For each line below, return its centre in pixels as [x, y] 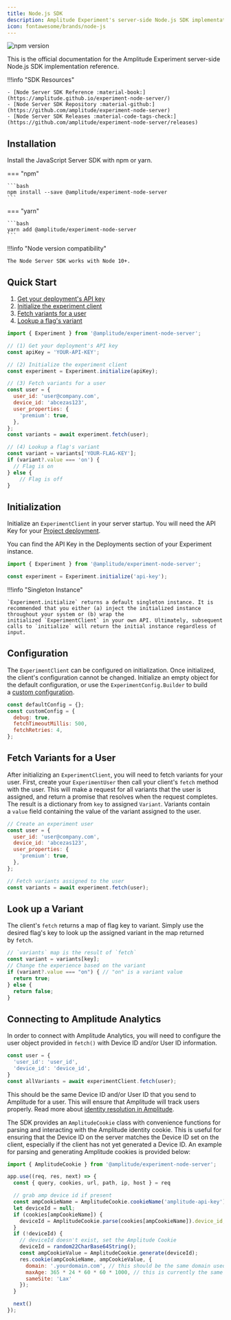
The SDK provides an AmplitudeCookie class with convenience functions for [114, 1122]
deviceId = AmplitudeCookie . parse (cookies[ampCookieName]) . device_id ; [123, 1221]
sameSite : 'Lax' [48, 1279]
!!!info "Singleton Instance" [45, 589]
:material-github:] [127, 105]
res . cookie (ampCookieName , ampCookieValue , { [86, 1259]
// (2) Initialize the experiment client [67, 365]
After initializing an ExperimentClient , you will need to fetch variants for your [115, 775]
